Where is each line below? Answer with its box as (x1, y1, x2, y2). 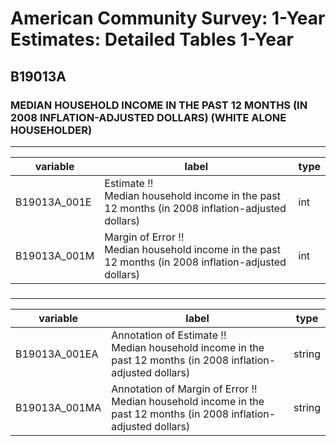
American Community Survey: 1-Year (10, 7, 326, 30)
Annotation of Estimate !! (111, 328, 227, 342)
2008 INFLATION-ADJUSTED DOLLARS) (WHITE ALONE (10, 110, 287, 124)
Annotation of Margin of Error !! (111, 382, 258, 396)
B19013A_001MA (15, 400, 102, 414)
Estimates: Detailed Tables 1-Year (10, 28, 294, 51)
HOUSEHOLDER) (10, 123, 93, 137)
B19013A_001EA (15, 347, 99, 361)
